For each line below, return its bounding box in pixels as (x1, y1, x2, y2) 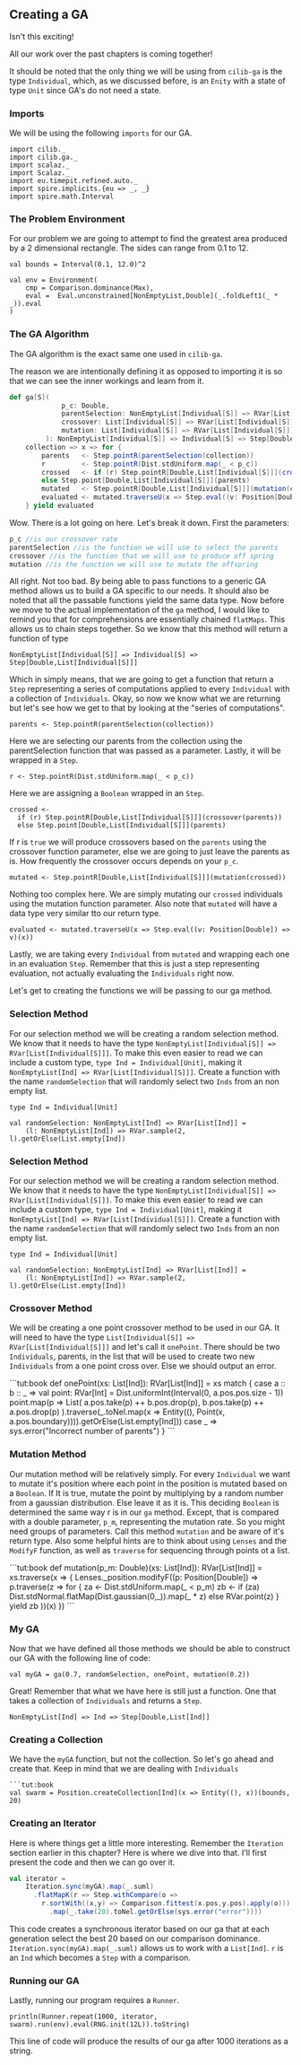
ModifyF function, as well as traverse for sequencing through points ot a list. (9, 1544, 290, 1555)
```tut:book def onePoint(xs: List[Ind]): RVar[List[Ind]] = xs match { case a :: (9, 1378, 286, 1389)
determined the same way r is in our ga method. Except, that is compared (9, 1507, 279, 1518)
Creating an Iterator (9, 1817, 97, 1830)
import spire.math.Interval (9, 192, 115, 201)
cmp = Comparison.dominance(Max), (25, 284, 154, 293)
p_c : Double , (61, 401, 110, 410)
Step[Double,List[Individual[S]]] (9, 659, 139, 668)
